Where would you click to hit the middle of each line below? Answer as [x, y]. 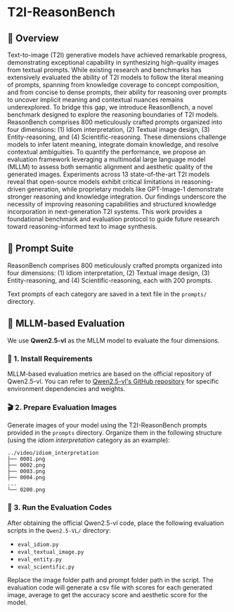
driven [17, 189]
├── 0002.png [26, 465]
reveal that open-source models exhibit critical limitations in [94, 182]
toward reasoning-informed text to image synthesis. [83, 226]
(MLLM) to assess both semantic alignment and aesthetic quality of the [110, 167]
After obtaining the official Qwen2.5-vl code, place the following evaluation [116, 523]
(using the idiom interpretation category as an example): [89, 440]
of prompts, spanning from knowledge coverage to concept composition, [113, 85]
